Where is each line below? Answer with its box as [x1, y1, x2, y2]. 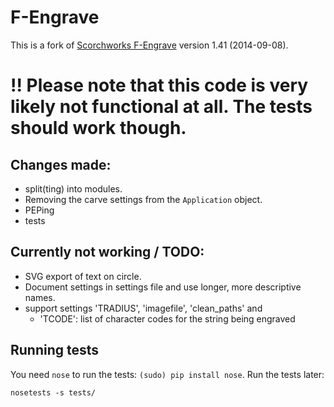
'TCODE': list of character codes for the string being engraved [39, 312, 296, 325]
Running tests [10, 342, 100, 359]
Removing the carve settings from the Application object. [24, 193, 263, 205]
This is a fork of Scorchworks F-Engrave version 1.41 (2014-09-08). [10, 39, 289, 51]
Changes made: [10, 156, 112, 173]
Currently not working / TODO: [10, 244, 205, 261]
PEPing [24, 204, 55, 216]
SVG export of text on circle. [24, 270, 142, 282]
